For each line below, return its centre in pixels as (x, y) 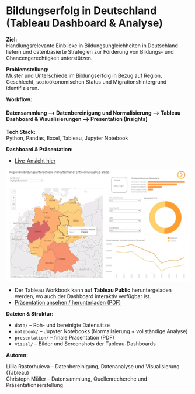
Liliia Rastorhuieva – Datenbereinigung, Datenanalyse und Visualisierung (93, 367)
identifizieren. (22, 88)
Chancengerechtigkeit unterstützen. (49, 58)
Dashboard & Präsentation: (39, 150)
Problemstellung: (27, 69)
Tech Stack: (21, 132)
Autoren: (17, 355)
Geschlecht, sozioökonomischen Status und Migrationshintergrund (86, 82)
